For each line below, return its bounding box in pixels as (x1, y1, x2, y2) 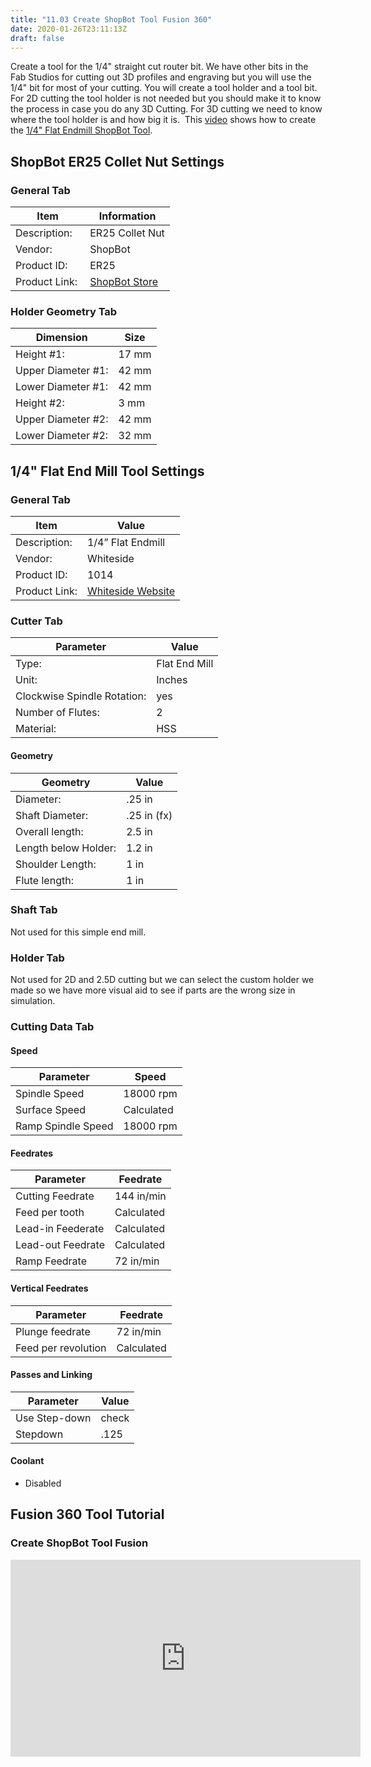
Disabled (24, 1477, 62, 1490)
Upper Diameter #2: (15, 412, 109, 426)
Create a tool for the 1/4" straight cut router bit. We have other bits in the (10, 61, 309, 73)
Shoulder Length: (15, 857, 97, 871)
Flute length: (15, 873, 74, 887)
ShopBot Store (89, 275, 158, 289)
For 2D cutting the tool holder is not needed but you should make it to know (10, 92, 322, 105)
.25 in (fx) (126, 808, 173, 822)
